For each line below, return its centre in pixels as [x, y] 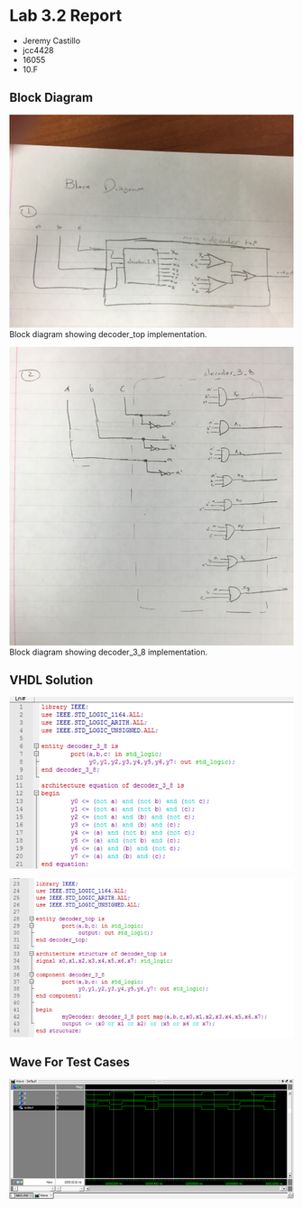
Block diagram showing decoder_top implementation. [108, 334]
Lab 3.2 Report [66, 16]
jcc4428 [38, 50]
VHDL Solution [51, 680]
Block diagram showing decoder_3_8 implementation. [109, 652]
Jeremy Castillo [51, 41]
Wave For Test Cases [70, 1062]
